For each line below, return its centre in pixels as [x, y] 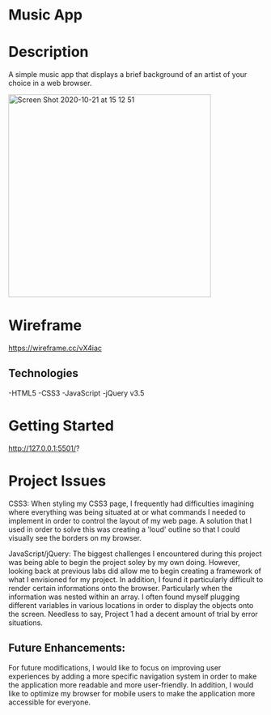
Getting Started [61, 426]
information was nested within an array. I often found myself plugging [124, 597]
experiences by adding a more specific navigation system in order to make [133, 676]
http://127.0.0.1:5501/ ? [44, 448]
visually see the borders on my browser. [75, 537]
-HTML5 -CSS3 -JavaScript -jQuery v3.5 [76, 393]
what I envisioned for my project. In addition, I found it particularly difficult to [136, 579]
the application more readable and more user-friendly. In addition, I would [131, 685]
